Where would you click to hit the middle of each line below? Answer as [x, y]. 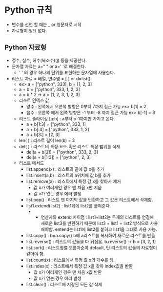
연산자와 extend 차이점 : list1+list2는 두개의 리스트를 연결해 [97, 217]
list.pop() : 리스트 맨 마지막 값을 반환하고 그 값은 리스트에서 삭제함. [90, 200]
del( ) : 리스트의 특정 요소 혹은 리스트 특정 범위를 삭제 [70, 146]
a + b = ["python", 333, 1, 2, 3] [49, 89]
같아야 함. [35, 254]
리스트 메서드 [31, 163]
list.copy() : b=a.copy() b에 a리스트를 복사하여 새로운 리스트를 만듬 [91, 235]
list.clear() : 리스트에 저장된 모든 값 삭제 [64, 284]
